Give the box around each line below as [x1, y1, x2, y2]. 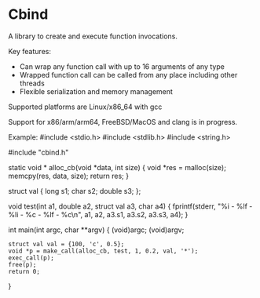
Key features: [8, 46, 51, 56]
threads [19, 78, 45, 88]
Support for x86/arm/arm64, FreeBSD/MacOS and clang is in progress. [8, 117, 238, 126]
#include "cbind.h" [8, 147, 69, 157]
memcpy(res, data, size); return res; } [8, 171, 130, 180]
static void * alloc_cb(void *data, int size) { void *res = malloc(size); [8, 162, 226, 172]
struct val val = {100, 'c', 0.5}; [8, 240, 125, 248]
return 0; [8, 267, 41, 275]
